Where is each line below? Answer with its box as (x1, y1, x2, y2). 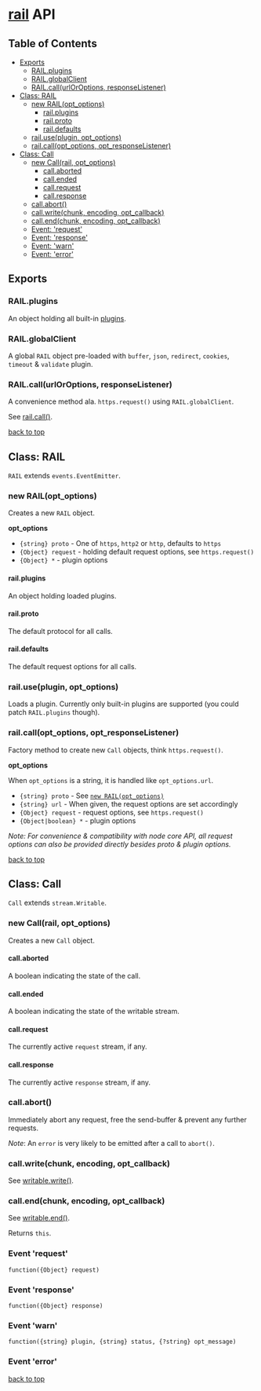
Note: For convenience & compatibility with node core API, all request (8, 831, 233, 840)
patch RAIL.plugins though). (8, 708, 100, 717)
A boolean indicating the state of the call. (8, 971, 141, 980)
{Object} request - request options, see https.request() (19, 807, 204, 817)
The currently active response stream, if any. (8, 1078, 151, 1087)
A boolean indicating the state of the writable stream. (8, 1007, 180, 1016)
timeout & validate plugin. (8, 359, 93, 368)
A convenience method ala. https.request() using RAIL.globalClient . (8, 397, 234, 406)
